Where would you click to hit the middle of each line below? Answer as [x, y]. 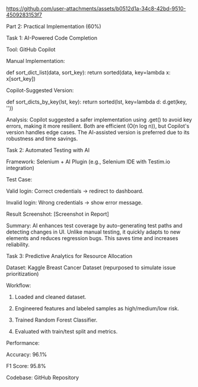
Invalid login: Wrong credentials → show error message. [74, 202]
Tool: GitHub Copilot [31, 49]
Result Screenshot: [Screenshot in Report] [58, 214]
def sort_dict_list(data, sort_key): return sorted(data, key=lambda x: [88, 73]
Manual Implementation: [36, 61]
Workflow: [19, 285]
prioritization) [23, 274]
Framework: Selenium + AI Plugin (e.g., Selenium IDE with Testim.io [88, 162]
